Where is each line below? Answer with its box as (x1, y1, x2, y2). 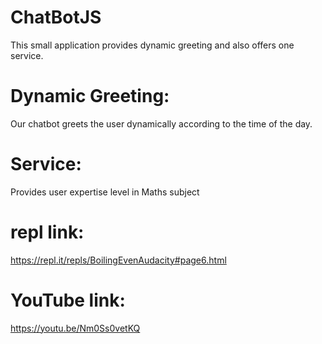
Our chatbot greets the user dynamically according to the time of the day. (10, 117, 313, 130)
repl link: (10, 221, 85, 243)
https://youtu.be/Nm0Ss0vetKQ (10, 322, 141, 334)
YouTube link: (10, 289, 126, 311)
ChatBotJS (10, 6, 102, 29)
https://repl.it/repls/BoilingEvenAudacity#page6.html (10, 254, 227, 266)
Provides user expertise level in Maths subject (10, 186, 200, 198)
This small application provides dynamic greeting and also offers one (10, 39, 295, 51)
